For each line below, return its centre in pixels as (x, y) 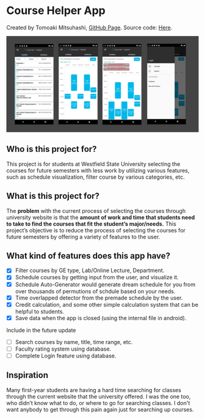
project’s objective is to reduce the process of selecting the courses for (96, 230)
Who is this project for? (52, 149)
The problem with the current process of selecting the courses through (96, 210)
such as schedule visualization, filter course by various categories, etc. (95, 177)
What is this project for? (53, 196)
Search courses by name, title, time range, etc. (74, 342)
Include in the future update (41, 330)
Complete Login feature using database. (66, 356)
